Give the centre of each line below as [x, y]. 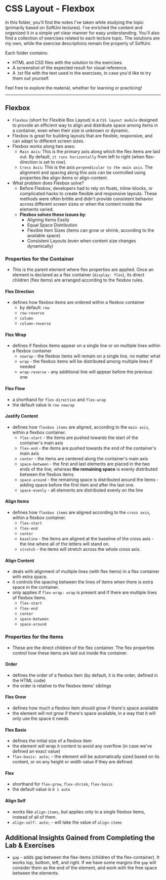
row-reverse [32, 313]
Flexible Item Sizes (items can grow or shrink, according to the [91, 230]
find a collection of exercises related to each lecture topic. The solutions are [83, 38]
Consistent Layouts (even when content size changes [82, 241]
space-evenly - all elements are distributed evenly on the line [81, 490]
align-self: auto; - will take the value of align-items [67, 822]
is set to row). [53, 162]
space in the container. [36, 587]
